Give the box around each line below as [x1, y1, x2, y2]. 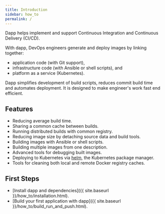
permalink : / [5, 16, 32, 21]
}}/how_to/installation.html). [12, 193, 69, 199]
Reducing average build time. [12, 118, 72, 124]
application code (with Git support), [12, 60, 85, 66]
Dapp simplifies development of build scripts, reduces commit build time [5, 80, 153, 86]
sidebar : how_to [5, 12, 39, 17]
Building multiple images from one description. [12, 144, 108, 150]
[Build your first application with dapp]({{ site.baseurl [12, 198, 121, 204]
